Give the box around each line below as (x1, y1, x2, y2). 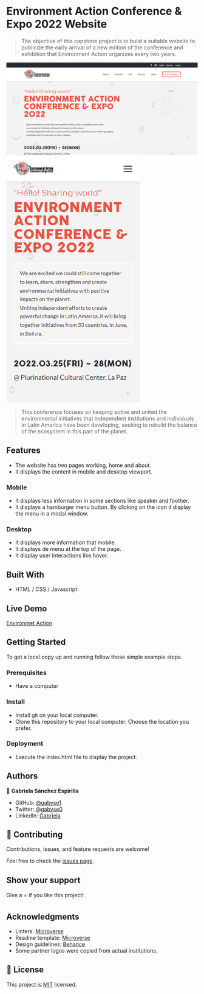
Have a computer (15, 682, 59, 690)
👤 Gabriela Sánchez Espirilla (6, 787, 79, 794)
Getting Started (6, 637, 66, 648)
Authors (6, 771, 38, 782)
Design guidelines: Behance (15, 940, 86, 948)
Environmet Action (6, 620, 53, 627)
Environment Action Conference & (6, 4, 182, 18)
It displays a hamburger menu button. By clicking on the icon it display (15, 503, 191, 511)
